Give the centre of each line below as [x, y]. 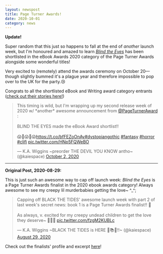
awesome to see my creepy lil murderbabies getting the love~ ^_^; [71, 190]
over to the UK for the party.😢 [35, 82]
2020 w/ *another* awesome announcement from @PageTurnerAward [87, 111]
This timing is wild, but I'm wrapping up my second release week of [84, 106]
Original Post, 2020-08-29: [33, 170]
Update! [13, 37]
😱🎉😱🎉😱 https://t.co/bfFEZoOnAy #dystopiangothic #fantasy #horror [86, 137]
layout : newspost [23, 9]
